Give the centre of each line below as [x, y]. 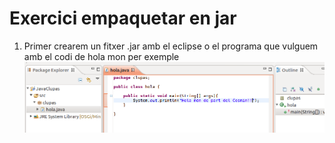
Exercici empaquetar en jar [123, 18]
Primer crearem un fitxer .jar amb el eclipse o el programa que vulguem [171, 46]
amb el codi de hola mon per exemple [101, 56]
